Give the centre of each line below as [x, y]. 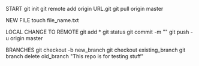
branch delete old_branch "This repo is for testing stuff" [75, 56]
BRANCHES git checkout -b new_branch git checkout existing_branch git [96, 50]
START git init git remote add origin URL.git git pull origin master [85, 9]
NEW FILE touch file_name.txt [42, 20]
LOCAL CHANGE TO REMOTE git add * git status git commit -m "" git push [97, 32]
